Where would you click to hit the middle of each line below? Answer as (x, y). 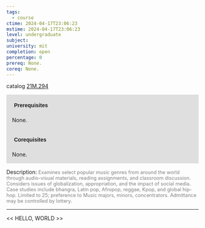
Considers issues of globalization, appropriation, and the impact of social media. (99, 184)
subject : (17, 40)
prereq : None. (24, 63)
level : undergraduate (34, 35)
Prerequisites (31, 105)
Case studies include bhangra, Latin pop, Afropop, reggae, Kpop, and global (94, 190)
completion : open (28, 52)
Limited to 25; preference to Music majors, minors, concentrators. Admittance (107, 195)
